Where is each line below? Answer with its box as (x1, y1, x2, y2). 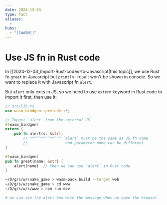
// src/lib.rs (5, 103, 35, 109)
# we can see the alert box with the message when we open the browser (5, 195, 157, 200)
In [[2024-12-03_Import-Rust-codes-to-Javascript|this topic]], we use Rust (5, 68, 160, 74)
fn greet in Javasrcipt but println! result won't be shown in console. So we (5, 73, 161, 80)
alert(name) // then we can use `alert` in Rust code (14, 163, 131, 169)
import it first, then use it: (5, 94, 57, 100)
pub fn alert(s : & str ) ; (14, 131, 64, 136)
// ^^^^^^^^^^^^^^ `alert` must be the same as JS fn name (23, 136, 149, 141)
